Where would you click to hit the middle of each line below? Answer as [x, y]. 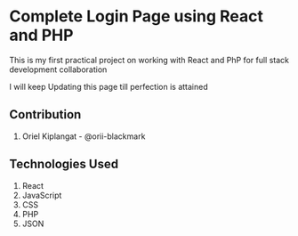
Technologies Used [64, 164]
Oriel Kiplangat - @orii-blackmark [84, 136]
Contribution [45, 114]
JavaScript [42, 195]
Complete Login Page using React [137, 16]
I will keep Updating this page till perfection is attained [109, 86]
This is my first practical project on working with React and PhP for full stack [149, 60]
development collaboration [58, 69]
